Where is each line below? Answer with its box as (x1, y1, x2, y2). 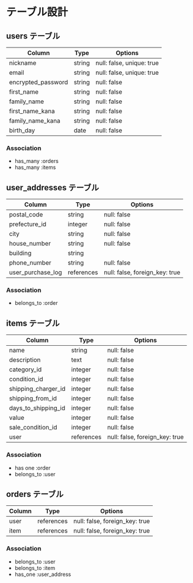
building (9, 249, 31, 257)
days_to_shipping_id (9, 404, 66, 412)
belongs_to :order (14, 300, 58, 307)
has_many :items (14, 164, 56, 171)
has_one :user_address (14, 571, 71, 578)
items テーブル (6, 318, 60, 328)
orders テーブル (6, 489, 64, 499)
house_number (9, 240, 52, 248)
